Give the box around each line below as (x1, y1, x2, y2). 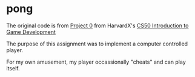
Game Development (6, 28, 56, 35)
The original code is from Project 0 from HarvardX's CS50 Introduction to (6, 22, 189, 29)
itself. (6, 64, 20, 72)
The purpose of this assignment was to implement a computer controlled (6, 40, 188, 47)
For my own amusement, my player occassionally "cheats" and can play (6, 58, 186, 65)
